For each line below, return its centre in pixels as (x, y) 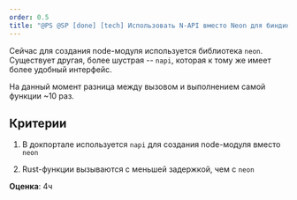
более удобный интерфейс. (61, 69)
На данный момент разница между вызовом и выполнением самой (137, 86)
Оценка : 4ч (31, 187)
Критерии (38, 123)
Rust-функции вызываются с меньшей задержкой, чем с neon (138, 169)
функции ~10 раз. (42, 96)
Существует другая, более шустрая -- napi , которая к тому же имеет (140, 60)
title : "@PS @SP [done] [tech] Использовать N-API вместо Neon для (136, 26)
